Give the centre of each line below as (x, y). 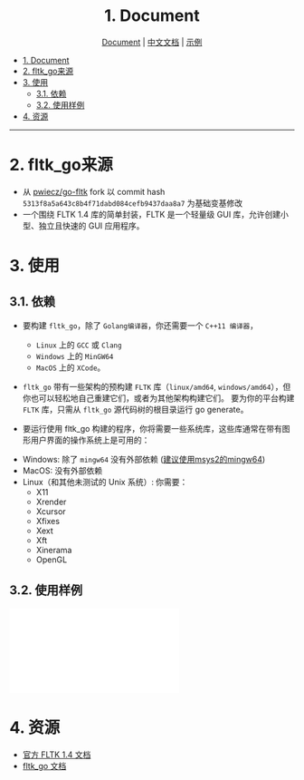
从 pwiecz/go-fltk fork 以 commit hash (94, 191)
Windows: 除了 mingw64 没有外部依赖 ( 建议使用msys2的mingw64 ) (144, 459)
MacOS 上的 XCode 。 (71, 367)
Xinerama (54, 550)
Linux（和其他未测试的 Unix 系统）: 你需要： (105, 482)
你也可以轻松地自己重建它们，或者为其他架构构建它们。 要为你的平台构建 (158, 398)
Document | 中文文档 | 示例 (152, 42)
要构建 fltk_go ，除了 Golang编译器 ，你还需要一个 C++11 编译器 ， (140, 325)
